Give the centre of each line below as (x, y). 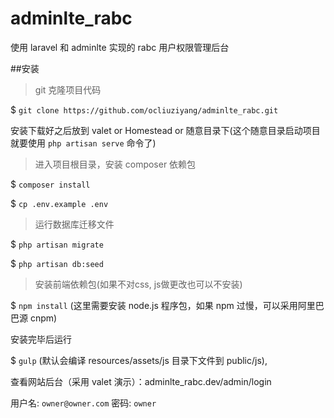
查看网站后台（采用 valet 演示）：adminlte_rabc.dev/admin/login (141, 381)
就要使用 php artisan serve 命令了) (83, 143)
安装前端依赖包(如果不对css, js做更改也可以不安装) (138, 284)
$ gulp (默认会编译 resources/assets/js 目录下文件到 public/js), (139, 360)
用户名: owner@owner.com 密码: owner (83, 403)
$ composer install (50, 184)
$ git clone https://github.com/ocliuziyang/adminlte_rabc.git (144, 109)
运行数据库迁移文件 (74, 224)
